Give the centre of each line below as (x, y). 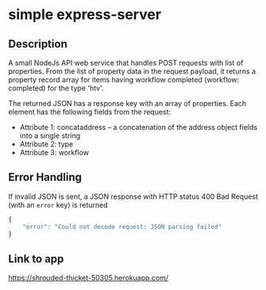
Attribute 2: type (46, 144)
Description (38, 44)
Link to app (36, 259)
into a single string (50, 135)
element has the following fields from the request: (90, 112)
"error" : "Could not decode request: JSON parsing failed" (122, 227)
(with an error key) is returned (58, 204)
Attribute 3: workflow (54, 153)
